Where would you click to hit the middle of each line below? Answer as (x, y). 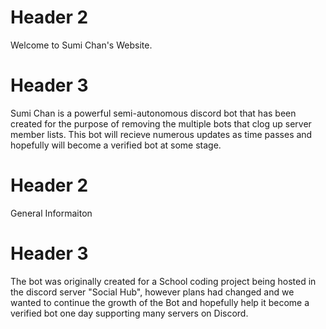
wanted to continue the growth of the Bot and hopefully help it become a (160, 302)
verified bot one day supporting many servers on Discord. (129, 313)
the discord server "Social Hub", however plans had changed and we (152, 292)
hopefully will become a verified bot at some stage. (116, 145)
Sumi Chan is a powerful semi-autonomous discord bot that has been (153, 113)
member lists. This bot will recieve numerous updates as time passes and (161, 134)
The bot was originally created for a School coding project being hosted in (163, 281)
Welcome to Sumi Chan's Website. (81, 45)
